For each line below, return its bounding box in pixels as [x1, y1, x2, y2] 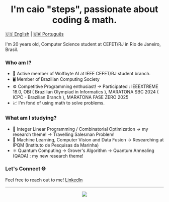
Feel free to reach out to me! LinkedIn [5, 177, 83, 183]
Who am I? [5, 59, 32, 66]
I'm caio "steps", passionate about [11, 4, 158, 15]
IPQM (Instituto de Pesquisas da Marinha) [12, 142, 99, 148]
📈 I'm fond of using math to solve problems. [12, 100, 105, 106]
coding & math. [52, 14, 117, 26]
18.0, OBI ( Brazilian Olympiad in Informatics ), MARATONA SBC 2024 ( [12, 89, 159, 95]
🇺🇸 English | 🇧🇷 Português [5, 31, 64, 37]
